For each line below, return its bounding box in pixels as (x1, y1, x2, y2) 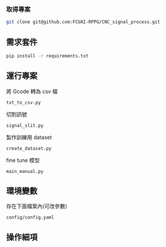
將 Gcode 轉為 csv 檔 (6, 88, 58, 95)
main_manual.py (6, 168, 44, 174)
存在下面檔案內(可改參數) (6, 203, 68, 210)
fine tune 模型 (6, 156, 40, 163)
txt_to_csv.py (6, 100, 41, 105)
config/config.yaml (6, 214, 55, 220)
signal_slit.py (6, 123, 44, 129)
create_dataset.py (6, 145, 52, 152)
